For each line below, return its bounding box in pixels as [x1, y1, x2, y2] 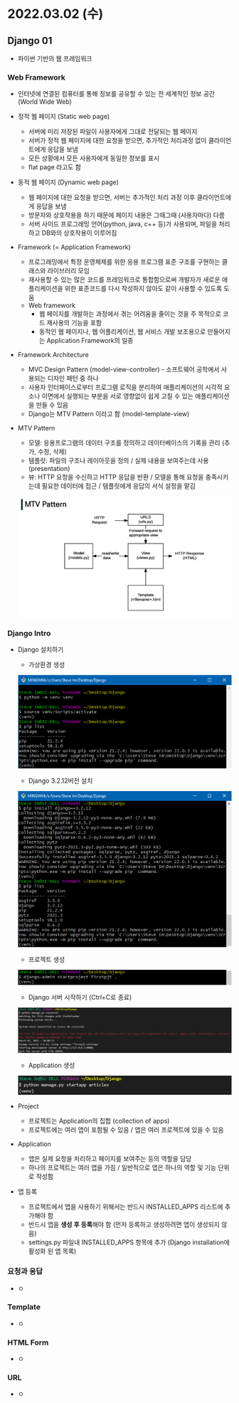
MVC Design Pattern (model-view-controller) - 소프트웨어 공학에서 [28, 365, 220, 374]
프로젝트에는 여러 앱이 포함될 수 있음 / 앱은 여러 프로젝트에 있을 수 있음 [28, 1126, 224, 1134]
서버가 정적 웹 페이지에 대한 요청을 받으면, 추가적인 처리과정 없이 [28, 136, 207, 145]
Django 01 [7, 34, 53, 46]
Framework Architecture [17, 351, 89, 359]
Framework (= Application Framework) [17, 243, 132, 252]
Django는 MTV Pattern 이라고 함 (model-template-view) [28, 410, 190, 418]
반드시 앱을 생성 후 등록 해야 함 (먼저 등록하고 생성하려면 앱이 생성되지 [28, 1220, 221, 1229]
